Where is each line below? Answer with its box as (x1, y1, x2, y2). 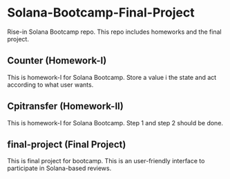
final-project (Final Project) (7, 138, 126, 150)
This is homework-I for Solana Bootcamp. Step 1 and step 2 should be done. (7, 118, 223, 127)
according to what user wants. (7, 81, 94, 89)
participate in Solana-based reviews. (7, 164, 112, 173)
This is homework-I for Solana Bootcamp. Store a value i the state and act (7, 73, 217, 81)
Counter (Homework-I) (7, 55, 107, 67)
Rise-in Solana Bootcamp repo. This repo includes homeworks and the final (7, 28, 222, 36)
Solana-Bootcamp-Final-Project (7, 5, 195, 21)
